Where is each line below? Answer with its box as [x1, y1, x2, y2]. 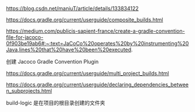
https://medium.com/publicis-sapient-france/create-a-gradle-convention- [6, 27, 186, 34]
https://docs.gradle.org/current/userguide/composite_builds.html [6, 16, 163, 23]
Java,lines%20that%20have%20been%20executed [6, 46, 132, 53]
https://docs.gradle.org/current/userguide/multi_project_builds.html [6, 70, 169, 76]
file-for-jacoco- [6, 34, 44, 40]
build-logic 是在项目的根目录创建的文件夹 [6, 99, 105, 106]
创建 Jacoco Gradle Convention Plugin [6, 58, 99, 65]
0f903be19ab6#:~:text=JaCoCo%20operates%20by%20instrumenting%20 [6, 40, 189, 47]
